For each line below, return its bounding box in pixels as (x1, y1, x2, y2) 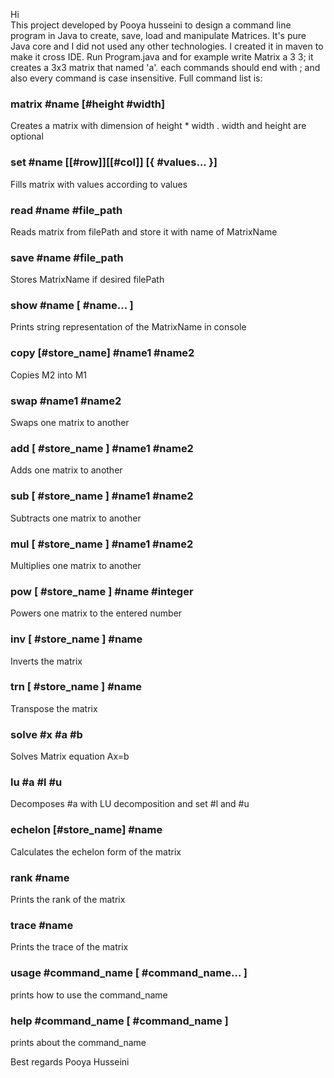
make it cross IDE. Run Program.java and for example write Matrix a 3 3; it (10, 51, 314, 63)
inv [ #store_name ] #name (10, 632, 143, 646)
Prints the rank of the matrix (10, 894, 126, 906)
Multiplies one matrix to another (10, 559, 142, 571)
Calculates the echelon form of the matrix (10, 845, 182, 858)
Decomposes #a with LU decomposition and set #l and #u (10, 798, 250, 810)
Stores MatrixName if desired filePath (10, 274, 165, 286)
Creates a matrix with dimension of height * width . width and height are (10, 120, 307, 132)
